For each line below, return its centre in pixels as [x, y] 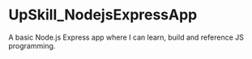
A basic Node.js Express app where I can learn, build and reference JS [126, 37]
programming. [32, 45]
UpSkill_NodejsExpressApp [103, 15]
